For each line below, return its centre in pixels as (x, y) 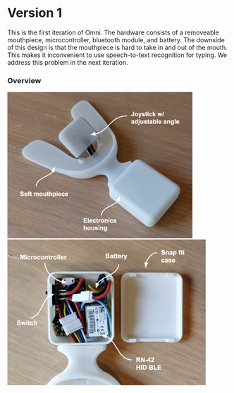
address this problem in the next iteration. (68, 62)
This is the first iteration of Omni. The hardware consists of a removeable (113, 32)
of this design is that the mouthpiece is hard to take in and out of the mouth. (117, 47)
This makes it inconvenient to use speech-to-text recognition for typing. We (117, 55)
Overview (24, 80)
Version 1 (35, 13)
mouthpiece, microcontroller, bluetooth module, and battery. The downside (116, 39)
